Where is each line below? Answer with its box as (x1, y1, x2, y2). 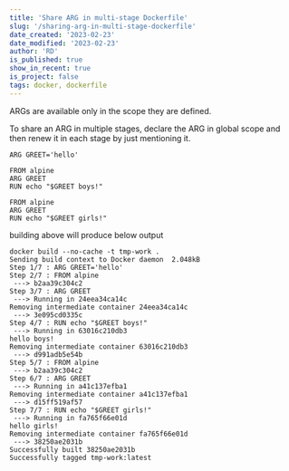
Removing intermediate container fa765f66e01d (9, 429, 188, 438)
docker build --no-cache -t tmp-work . (9, 246, 160, 256)
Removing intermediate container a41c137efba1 (9, 389, 188, 399)
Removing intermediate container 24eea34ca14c (9, 303, 188, 312)
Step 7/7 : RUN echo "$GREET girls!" (9, 405, 152, 415)
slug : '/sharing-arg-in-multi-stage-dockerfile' (9, 22, 197, 31)
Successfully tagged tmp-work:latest (9, 453, 152, 462)
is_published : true (9, 55, 83, 64)
